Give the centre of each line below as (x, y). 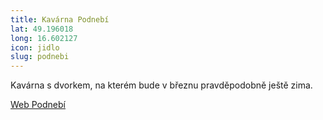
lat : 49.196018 (42, 29)
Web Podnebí (38, 105)
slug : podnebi (40, 57)
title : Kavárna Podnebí (60, 19)
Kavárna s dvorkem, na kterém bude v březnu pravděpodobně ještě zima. (161, 85)
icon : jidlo (35, 47)
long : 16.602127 (44, 38)
